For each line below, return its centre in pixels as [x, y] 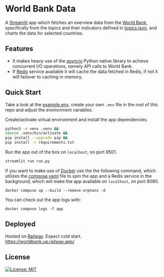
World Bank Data [41, 9]
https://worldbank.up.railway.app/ [40, 241]
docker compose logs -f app [34, 209]
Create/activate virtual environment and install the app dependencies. [77, 119]
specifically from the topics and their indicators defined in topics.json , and [81, 27]
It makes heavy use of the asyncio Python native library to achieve [80, 61]
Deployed [20, 224]
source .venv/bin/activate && [37, 133]
